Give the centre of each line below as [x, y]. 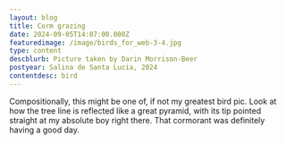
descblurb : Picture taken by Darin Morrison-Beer [104, 59]
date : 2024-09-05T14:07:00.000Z [69, 34]
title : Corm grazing [48, 26]
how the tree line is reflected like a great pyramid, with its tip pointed [135, 110]
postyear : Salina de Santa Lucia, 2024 [84, 68]
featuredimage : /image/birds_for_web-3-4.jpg [95, 42]
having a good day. [45, 130]
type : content [36, 51]
